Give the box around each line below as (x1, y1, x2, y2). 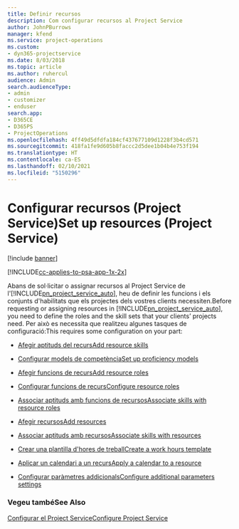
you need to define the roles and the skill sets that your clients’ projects (7, 311, 217, 320)
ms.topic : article (7, 63, 62, 70)
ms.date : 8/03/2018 (7, 57, 65, 64)
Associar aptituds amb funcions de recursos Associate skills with (17, 396, 207, 404)
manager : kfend (7, 30, 53, 38)
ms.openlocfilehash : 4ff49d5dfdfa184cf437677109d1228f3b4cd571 (7, 136, 199, 143)
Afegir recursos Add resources (17, 417, 107, 426)
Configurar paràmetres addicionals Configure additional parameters (17, 472, 215, 481)
